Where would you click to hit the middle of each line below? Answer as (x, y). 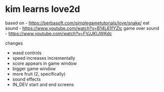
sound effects (27, 79)
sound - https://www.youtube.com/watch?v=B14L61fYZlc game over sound (82, 28)
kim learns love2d (43, 9)
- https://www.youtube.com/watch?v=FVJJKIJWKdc (59, 33)
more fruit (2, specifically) (39, 74)
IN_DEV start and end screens (43, 84)
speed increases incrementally (44, 58)
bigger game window (34, 69)
